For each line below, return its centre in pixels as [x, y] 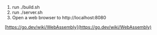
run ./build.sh [26, 7]
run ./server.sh [27, 12]
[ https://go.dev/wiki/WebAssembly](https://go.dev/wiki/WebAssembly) [78, 27]
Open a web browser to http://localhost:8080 [59, 17]
